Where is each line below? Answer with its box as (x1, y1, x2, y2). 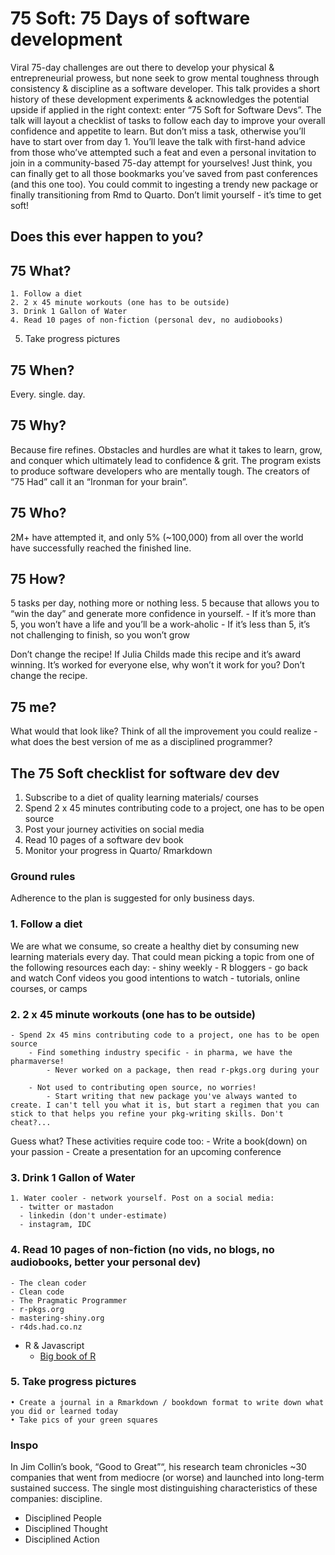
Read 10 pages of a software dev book (24, 834, 184, 846)
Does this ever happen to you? (10, 228, 204, 246)
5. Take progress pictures (10, 1375, 137, 1389)
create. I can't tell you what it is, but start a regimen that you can (10, 1100, 320, 1110)
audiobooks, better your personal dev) (10, 1255, 202, 1269)
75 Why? (10, 417, 67, 434)
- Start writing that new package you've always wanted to (46, 1091, 298, 1101)
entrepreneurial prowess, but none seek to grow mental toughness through (10, 72, 320, 84)
